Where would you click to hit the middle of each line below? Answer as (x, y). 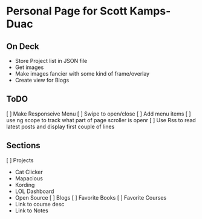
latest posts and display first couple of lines (60, 126)
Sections (23, 145)
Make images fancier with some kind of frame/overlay (82, 74)
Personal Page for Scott (67, 11)
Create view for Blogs (42, 80)
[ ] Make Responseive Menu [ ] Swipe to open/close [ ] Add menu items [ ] (99, 114)
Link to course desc (40, 204)
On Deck (23, 46)
